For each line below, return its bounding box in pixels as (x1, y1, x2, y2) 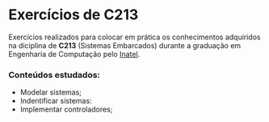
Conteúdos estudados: (8, 69, 101, 80)
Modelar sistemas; (19, 87, 82, 97)
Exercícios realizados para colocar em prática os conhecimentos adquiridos (8, 32, 261, 42)
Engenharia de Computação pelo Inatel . (8, 49, 141, 59)
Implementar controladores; (19, 104, 113, 114)
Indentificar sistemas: (19, 96, 92, 106)
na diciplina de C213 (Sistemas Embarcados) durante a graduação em (8, 40, 242, 50)
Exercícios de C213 (8, 6, 139, 24)
